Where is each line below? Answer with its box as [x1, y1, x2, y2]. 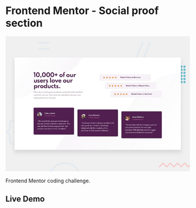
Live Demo [5, 194, 45, 204]
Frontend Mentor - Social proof [5, 4, 159, 18]
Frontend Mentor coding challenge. [5, 177, 91, 184]
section [5, 16, 43, 30]
